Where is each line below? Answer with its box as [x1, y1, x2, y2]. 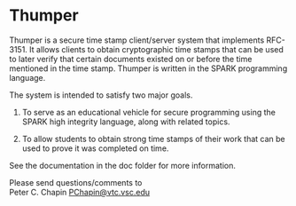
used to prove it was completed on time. [21, 143, 169, 154]
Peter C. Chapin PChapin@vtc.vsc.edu [9, 186, 151, 197]
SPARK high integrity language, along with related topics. [21, 116, 230, 127]
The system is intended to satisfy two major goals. [9, 90, 193, 100]
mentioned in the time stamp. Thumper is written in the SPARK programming [9, 63, 288, 74]
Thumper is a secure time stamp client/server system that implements [9, 35, 265, 45]
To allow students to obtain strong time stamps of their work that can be [21, 133, 285, 144]
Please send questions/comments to [9, 177, 143, 187]
